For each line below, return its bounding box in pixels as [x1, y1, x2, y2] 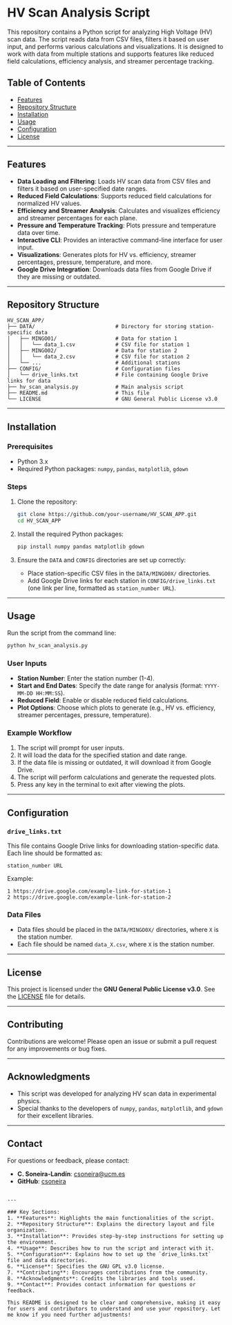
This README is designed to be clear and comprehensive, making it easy [7, 1299, 221, 1306]
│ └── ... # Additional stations [7, 359, 181, 367]
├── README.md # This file [7, 390, 150, 397]
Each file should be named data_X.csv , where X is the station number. [17, 940, 215, 949]
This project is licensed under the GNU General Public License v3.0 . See [7, 985, 215, 993]
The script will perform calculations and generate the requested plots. [17, 773, 216, 781]
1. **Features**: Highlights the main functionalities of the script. [7, 1214, 215, 1221]
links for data [7, 378, 51, 385]
